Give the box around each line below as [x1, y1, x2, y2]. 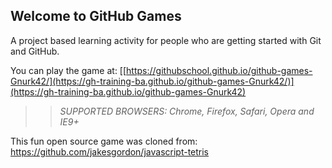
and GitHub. [10, 45, 60, 57]
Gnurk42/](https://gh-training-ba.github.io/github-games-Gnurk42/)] [10, 75, 295, 87]
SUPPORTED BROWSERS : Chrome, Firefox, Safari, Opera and [59, 105, 315, 117]
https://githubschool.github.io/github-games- [126, 64, 313, 76]
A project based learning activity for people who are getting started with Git [10, 34, 322, 46]
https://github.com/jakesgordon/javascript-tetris [10, 145, 210, 158]
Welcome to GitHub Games [10, 8, 182, 25]
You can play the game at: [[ [10, 64, 127, 76]
